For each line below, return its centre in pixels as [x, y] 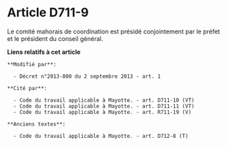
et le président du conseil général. [55, 38]
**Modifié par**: [32, 64]
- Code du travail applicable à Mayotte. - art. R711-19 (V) [103, 112]
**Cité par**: [27, 88]
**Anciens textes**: [37, 124]
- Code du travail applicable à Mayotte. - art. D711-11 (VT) [104, 106]
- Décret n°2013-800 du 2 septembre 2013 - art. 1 [87, 76]
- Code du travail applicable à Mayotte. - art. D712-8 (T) [101, 136]
